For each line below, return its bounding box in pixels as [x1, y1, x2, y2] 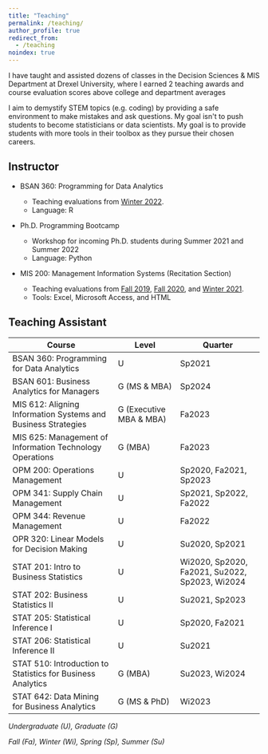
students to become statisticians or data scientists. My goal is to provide [8, 120, 246, 129]
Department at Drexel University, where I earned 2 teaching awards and [8, 79, 244, 89]
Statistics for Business [12, 668, 96, 679]
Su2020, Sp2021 [179, 538, 246, 549]
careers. [8, 137, 36, 146]
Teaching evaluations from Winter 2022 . [31, 196, 164, 206]
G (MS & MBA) [117, 381, 173, 392]
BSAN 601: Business [12, 376, 90, 387]
